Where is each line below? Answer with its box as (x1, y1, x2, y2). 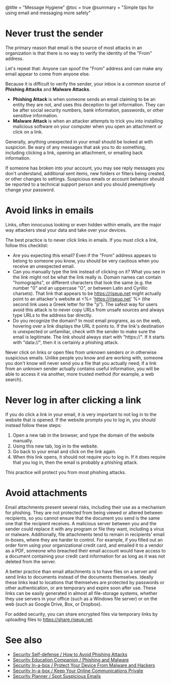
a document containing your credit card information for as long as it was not (5, 553, 165, 559)
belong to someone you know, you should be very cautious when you (12, 258, 159, 264)
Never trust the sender (5, 28, 104, 39)
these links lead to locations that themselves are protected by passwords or (5, 579, 165, 585)
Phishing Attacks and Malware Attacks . (5, 86, 91, 92)
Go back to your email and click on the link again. (12, 448, 116, 455)
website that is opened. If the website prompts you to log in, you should (5, 417, 156, 423)
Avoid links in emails (5, 205, 94, 217)
